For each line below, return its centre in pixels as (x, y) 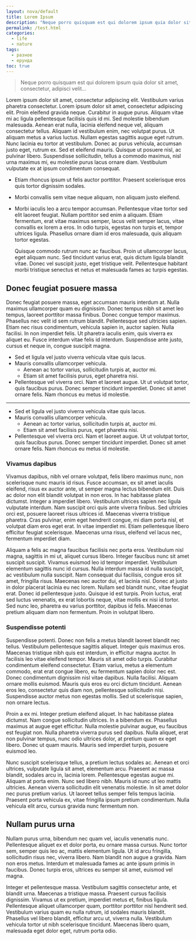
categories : (20, 33)
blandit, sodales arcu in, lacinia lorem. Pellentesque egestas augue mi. (90, 775)
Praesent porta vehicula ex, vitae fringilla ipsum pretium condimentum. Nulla (98, 800)
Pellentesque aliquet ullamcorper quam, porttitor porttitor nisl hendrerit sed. (97, 905)
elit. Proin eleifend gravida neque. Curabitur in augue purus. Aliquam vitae (95, 112)
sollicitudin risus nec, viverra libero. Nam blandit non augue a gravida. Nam (96, 857)
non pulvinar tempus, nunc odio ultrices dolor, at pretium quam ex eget (91, 739)
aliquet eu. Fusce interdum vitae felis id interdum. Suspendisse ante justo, (94, 339)
